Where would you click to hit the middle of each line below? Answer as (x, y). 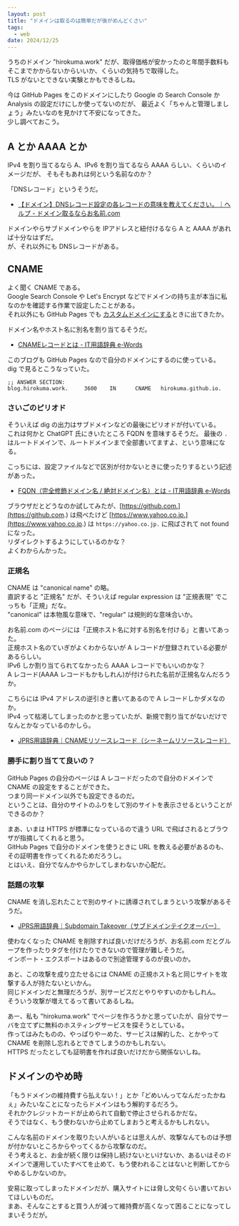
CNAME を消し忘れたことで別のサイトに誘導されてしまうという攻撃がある (117, 901)
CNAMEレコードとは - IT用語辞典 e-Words (80, 345)
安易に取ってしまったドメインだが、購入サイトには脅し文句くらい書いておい (119, 1188)
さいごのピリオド (37, 407)
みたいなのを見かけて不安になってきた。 (85, 113)
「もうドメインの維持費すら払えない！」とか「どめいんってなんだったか (113, 1095)
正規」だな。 (51, 605)
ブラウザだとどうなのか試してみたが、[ (65, 506)
